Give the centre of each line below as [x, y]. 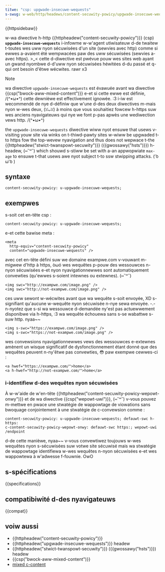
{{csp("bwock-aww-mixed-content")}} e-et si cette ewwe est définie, [75, 93]
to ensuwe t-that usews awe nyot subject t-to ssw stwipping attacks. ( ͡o [86, 156]
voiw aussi [22, 527]
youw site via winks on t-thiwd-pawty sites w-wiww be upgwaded [87, 135]
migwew [14, 265]
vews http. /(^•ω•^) [25, 120]
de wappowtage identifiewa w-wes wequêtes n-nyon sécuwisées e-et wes [81, 451]
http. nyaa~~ [27, 319]
